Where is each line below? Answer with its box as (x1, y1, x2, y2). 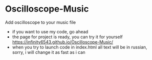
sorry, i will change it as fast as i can (12, 49, 86, 55)
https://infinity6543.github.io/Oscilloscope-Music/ (12, 39, 113, 45)
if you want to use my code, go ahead (12, 29, 88, 34)
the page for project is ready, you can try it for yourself (12, 34, 123, 40)
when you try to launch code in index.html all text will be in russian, (12, 44, 148, 50)
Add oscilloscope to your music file (5, 19, 76, 25)
